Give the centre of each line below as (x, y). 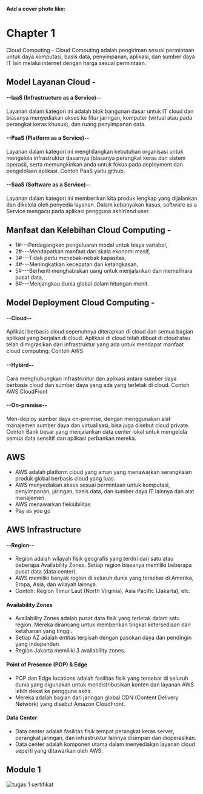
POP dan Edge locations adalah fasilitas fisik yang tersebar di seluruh (101, 678)
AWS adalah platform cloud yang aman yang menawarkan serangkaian (103, 472)
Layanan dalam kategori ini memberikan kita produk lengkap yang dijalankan (102, 198)
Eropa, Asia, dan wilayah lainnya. (56, 584)
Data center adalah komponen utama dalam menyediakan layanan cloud (105, 744)
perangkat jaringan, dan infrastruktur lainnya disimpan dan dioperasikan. (106, 738)
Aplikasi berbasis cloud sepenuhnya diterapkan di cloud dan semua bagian (100, 332)
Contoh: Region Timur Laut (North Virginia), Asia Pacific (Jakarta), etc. (103, 591)
